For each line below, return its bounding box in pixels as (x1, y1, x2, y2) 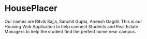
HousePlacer (4, 3, 58, 14)
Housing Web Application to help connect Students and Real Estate (4, 23, 138, 29)
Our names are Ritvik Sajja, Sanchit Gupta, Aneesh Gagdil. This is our (4, 19, 142, 24)
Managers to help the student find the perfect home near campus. (4, 29, 136, 34)
